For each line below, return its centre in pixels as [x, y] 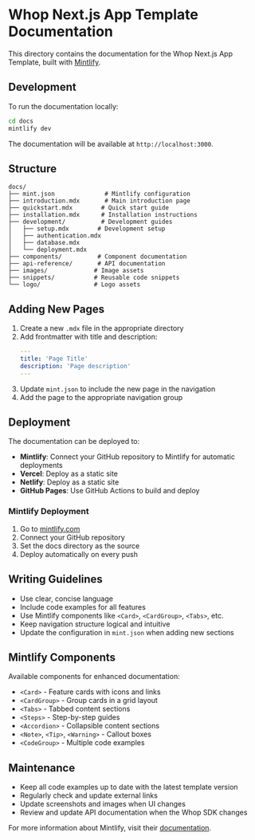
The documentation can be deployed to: [74, 442]
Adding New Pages [57, 309]
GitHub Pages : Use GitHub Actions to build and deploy [110, 491]
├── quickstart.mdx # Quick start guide [89, 208]
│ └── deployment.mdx [48, 250]
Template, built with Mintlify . [55, 62]
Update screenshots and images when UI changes [102, 804]
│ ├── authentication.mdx [55, 236]
